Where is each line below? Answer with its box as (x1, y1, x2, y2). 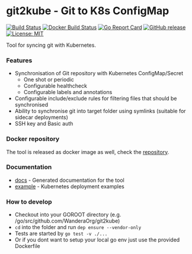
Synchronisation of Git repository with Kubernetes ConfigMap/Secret (14, 70, 184, 77)
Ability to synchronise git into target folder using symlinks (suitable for (14, 108, 186, 115)
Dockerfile (14, 243, 40, 250)
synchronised (14, 101, 49, 108)
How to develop (6, 197, 52, 205)
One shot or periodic (23, 76, 74, 83)
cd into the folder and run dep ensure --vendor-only (14, 224, 142, 231)
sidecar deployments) (14, 114, 68, 121)
